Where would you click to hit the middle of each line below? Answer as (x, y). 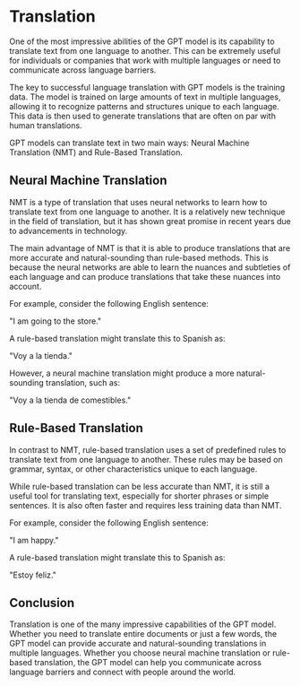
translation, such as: (83, 382)
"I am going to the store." (56, 321)
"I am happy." (34, 540)
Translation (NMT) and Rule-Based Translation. (96, 152)
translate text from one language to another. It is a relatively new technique (147, 212)
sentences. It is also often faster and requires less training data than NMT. (146, 505)
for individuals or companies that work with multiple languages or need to (145, 60)
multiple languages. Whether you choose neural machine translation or (140, 653)
